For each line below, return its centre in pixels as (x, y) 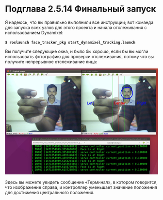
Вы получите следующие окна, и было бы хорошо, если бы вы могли (77, 51)
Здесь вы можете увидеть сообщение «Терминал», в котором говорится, (81, 182)
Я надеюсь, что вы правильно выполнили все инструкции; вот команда (79, 22)
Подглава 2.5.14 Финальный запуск (81, 9)
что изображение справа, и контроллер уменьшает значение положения (81, 187)
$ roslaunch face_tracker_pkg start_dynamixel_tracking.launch (70, 42)
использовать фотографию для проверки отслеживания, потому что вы (80, 56)
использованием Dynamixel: (34, 32)
